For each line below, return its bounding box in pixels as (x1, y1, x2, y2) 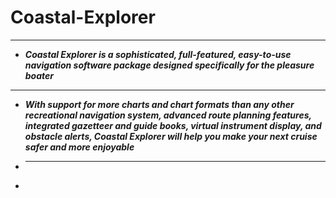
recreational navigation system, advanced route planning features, (24, 109, 312, 121)
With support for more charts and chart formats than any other (24, 98, 295, 110)
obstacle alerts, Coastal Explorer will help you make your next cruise (24, 130, 318, 142)
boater (24, 69, 55, 81)
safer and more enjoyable (24, 141, 135, 153)
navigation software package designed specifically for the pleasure (24, 59, 315, 71)
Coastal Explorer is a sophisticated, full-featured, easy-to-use (24, 48, 292, 60)
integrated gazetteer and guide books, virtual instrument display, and (24, 119, 322, 131)
